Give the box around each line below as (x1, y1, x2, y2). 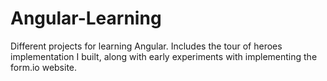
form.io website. (10, 61, 78, 73)
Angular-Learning (10, 7, 162, 30)
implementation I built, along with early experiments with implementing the (10, 50, 318, 62)
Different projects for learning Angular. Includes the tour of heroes (10, 40, 283, 52)
